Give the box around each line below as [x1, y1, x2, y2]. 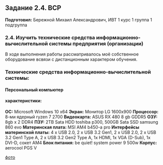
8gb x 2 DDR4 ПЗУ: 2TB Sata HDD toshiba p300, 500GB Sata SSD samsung [5, 119, 159, 125]
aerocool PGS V [5, 145, 37, 150]
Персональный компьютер [5, 87, 63, 92]
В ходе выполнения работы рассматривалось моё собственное [5, 51, 139, 57]
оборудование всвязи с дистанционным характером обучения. [5, 56, 138, 62]
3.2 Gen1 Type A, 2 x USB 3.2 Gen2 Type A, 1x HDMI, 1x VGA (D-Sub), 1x [5, 134, 151, 140]
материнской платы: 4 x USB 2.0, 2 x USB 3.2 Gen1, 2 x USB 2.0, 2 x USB [5, 129, 156, 135]
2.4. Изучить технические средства [5, 34, 95, 41]
